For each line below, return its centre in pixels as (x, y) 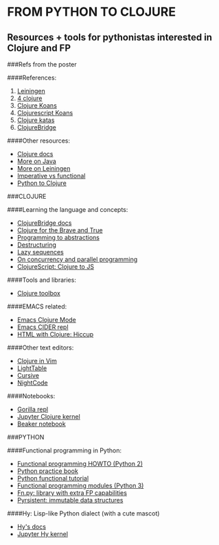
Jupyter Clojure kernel (48, 416)
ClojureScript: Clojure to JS (56, 267)
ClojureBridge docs (44, 223)
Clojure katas (36, 120)
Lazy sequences (40, 252)
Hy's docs (32, 526)
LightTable (32, 368)
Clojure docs (35, 154)
